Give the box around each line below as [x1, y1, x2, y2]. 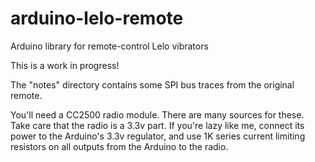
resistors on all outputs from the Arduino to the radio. [10, 140, 229, 152]
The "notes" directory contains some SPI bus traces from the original [10, 78, 295, 91]
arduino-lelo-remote [10, 7, 184, 30]
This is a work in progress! [10, 59, 120, 71]
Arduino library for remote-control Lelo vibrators [10, 40, 209, 52]
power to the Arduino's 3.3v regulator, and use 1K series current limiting [10, 130, 306, 142]
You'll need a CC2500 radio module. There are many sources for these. [10, 108, 305, 121]
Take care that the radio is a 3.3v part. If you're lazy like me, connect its [10, 119, 305, 131]
